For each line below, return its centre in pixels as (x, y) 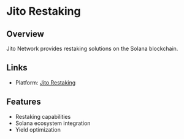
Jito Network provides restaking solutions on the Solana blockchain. (92, 48)
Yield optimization (38, 129)
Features (24, 102)
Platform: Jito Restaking (45, 82)
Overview (25, 34)
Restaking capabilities (43, 116)
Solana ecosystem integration (53, 123)
